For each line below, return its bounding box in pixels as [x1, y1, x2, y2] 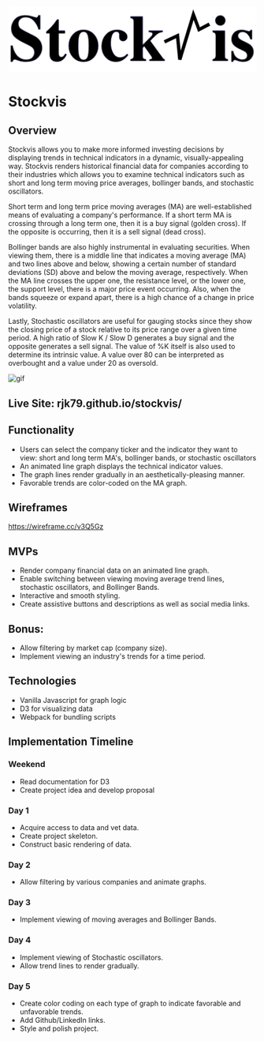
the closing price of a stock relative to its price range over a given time [8, 325, 237, 334]
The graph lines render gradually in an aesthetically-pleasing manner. [19, 469, 246, 479]
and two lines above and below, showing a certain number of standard [8, 259, 236, 269]
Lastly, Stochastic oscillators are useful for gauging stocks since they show [8, 317, 252, 326]
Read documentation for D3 [19, 776, 110, 786]
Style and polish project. [19, 1024, 99, 1033]
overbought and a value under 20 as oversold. [8, 359, 158, 368]
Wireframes [8, 501, 69, 515]
